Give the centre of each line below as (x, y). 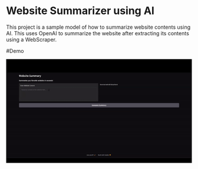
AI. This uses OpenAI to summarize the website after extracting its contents (98, 33)
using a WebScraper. (32, 39)
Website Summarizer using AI (80, 11)
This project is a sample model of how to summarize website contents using (98, 27)
